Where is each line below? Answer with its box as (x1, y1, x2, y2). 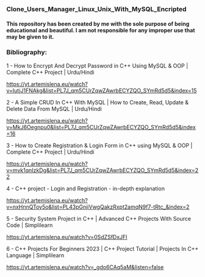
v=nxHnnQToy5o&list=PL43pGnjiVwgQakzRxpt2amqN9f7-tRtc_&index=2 (6, 203, 190, 210)
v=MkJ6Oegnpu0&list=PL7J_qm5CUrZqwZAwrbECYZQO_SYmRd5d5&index (6, 123, 196, 131)
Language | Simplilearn (6, 251, 65, 259)
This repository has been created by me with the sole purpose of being (6, 20, 190, 27)
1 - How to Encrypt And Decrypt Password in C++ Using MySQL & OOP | (6, 62, 189, 69)
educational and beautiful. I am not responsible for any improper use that (6, 26, 195, 34)
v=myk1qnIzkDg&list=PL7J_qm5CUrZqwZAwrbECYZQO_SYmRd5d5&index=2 (6, 167, 199, 174)
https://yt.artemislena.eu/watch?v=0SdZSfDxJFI (6, 233, 128, 240)
